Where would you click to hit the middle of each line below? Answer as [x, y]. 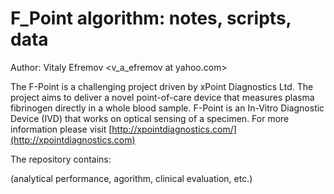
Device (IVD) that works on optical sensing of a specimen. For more [150, 118]
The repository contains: [61, 159]
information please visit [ [61, 129]
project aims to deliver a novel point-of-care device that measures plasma [162, 97]
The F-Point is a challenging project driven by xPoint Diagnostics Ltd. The [162, 86]
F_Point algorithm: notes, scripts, [151, 18]
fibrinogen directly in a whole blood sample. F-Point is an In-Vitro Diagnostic [167, 108]
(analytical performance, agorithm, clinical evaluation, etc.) [131, 178]
